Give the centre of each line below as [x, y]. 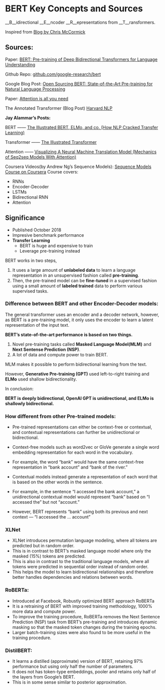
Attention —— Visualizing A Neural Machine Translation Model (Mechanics [81, 152]
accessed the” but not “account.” [46, 502]
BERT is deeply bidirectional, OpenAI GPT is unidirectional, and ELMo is [80, 398]
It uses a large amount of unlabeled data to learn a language [74, 270]
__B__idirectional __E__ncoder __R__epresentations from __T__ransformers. [80, 22]
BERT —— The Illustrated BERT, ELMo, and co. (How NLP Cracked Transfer [82, 127]
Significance [25, 218]
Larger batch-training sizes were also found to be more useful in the [81, 632]
